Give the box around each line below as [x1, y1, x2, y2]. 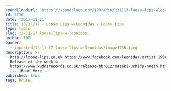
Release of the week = [10, 59, 58, 64]
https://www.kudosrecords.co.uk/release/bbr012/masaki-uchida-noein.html [10, 64, 169, 69]
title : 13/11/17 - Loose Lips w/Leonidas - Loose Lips [5, 21, 124, 27]
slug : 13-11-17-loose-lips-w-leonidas [5, 31, 88, 36]
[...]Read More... [10, 69, 49, 74]
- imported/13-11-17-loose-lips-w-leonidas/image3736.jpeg [10, 45, 138, 50]
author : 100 [5, 36, 31, 41]
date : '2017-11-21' [5, 17, 47, 22]
